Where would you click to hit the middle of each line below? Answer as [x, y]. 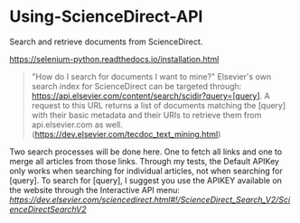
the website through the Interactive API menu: [95, 190]
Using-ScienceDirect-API [106, 17]
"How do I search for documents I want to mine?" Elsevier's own [151, 76]
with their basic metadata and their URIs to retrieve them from [146, 115]
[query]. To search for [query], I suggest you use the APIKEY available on [146, 180]
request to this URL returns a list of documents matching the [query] [159, 105]
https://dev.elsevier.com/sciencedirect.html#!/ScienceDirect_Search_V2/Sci [150, 200]
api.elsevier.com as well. [77, 125]
